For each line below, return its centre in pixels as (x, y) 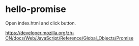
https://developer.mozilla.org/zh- (40, 32)
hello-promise (36, 9)
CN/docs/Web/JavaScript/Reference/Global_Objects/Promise (69, 38)
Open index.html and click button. (41, 23)
